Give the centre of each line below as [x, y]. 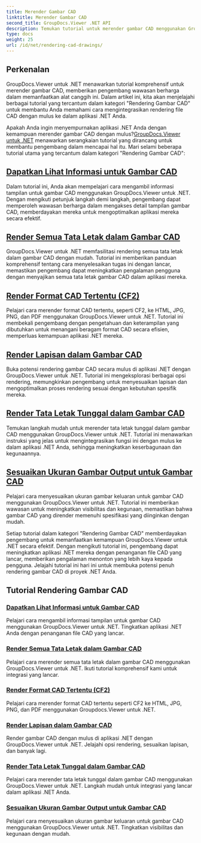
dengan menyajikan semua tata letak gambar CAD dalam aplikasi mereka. [97, 277]
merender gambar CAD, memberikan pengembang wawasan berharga [93, 90]
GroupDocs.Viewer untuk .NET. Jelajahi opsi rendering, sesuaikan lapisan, [98, 745]
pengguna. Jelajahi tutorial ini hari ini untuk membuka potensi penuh [90, 565]
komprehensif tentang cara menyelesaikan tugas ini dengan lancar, [89, 264]
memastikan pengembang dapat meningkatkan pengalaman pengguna [93, 271]
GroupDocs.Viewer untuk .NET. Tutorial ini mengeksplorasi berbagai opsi [96, 375]
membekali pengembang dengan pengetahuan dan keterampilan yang [93, 323]
